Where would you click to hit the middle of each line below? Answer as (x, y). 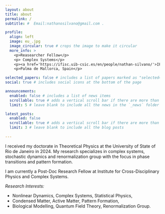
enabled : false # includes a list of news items (60, 96)
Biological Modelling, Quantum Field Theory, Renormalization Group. (82, 206)
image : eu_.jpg (25, 42)
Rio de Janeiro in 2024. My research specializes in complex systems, (75, 151)
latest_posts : (20, 114)
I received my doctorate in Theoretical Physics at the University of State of (81, 146)
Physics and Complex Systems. (37, 176)
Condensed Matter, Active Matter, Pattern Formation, (66, 201)
